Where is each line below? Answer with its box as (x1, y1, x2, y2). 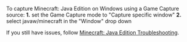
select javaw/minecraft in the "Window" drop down (6, 18, 132, 24)
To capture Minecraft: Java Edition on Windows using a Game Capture (6, 5, 179, 12)
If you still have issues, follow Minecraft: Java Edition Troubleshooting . (6, 29, 179, 36)
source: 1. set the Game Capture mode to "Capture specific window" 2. (6, 11, 182, 18)
